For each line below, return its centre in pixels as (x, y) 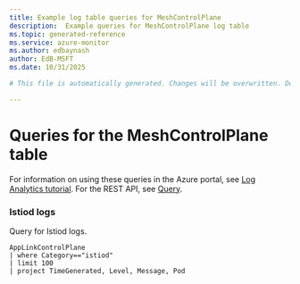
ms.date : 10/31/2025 (48, 68)
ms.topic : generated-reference (67, 34)
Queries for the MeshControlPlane (139, 135)
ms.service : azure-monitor (59, 42)
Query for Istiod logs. (48, 231)
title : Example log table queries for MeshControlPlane (115, 17)
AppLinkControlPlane (48, 247)
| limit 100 (31, 263)
